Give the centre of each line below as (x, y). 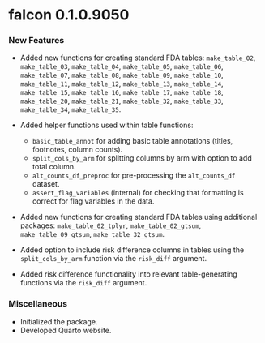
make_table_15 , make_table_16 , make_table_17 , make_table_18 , (122, 92)
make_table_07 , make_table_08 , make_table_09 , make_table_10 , (122, 75)
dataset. (46, 184)
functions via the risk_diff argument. (83, 283)
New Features (36, 41)
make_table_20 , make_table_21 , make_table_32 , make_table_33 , (122, 101)
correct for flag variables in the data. (93, 201)
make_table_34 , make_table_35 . (71, 109)
